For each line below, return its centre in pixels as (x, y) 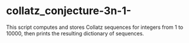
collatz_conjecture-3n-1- (69, 11)
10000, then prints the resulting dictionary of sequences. (75, 33)
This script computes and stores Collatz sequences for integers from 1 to (95, 27)
